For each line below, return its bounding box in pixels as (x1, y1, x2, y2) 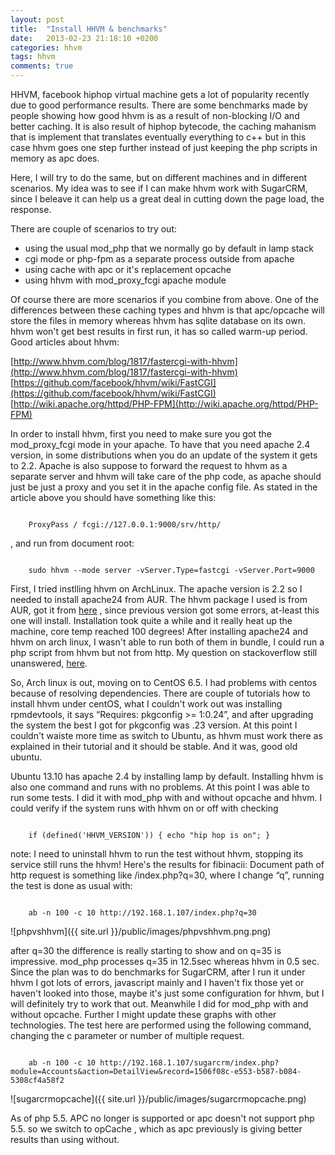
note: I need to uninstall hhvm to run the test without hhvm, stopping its (10, 848, 304, 860)
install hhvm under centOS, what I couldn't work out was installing (10, 698, 283, 710)
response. (10, 204, 52, 215)
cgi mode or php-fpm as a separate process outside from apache (24, 253, 295, 265)
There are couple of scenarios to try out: (10, 223, 177, 235)
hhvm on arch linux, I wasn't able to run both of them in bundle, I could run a (10, 636, 325, 648)
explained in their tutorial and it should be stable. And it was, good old (10, 741, 298, 752)
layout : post (10, 14, 65, 25)
